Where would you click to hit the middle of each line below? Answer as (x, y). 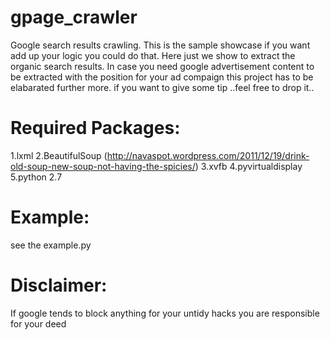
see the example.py (51, 245)
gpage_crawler (74, 17)
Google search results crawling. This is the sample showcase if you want (160, 45)
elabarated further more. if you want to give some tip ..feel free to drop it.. (162, 87)
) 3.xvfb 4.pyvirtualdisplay (248, 166)
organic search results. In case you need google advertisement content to (162, 66)
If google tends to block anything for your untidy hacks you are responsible (165, 313)
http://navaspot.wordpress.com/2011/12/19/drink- (208, 155)
